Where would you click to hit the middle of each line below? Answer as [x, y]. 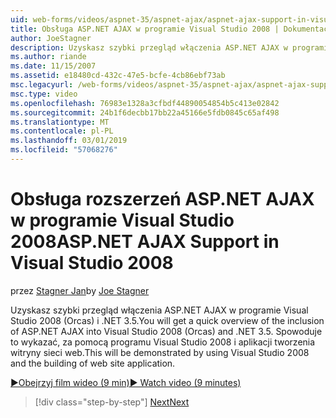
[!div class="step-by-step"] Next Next [112, 402]
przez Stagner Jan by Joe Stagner [80, 290]
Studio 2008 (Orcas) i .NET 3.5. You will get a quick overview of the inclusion [167, 320]
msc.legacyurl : [42, 85]
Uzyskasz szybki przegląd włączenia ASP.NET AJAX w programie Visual [159, 310]
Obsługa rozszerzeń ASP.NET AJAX [162, 199]
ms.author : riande [48, 57]
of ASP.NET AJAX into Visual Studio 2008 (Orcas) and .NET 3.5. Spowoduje [166, 331]
